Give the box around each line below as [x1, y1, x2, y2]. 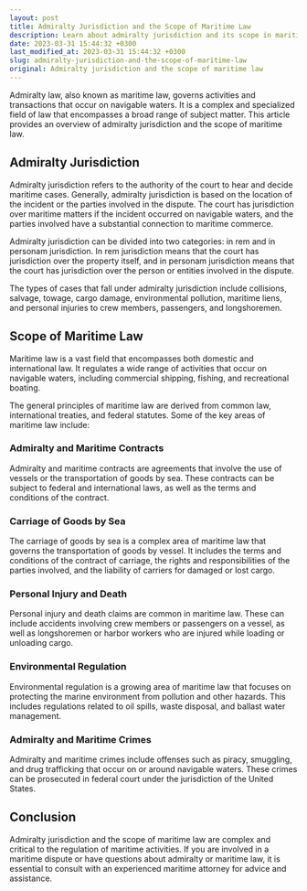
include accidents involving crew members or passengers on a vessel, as [9, 618, 285, 629]
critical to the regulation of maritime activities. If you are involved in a [9, 843, 270, 854]
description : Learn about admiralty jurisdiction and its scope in [9, 30, 272, 39]
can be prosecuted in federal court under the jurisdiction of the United [9, 773, 274, 784]
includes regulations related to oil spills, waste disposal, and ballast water [9, 701, 286, 712]
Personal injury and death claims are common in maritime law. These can [9, 608, 285, 619]
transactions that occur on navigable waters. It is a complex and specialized [9, 99, 295, 110]
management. [9, 710, 62, 721]
